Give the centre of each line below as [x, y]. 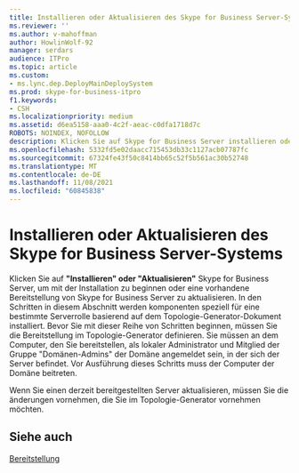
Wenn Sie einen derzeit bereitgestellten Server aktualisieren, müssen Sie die [149, 390]
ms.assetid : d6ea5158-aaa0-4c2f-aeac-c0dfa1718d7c [105, 125]
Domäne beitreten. [43, 373]
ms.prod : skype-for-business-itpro [75, 92]
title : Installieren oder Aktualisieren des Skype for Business [131, 17]
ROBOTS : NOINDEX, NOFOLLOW [59, 133]
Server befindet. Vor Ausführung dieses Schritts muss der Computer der [142, 363]
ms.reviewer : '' [39, 26]
